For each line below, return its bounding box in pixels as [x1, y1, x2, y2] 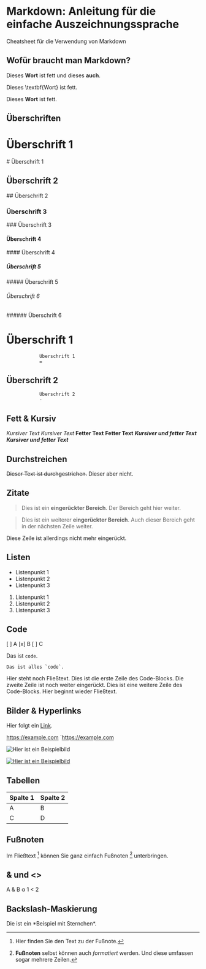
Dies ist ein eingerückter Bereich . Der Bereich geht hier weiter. [21, 504, 181, 511]
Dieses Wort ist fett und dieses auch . [6, 72, 101, 79]
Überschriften [6, 113, 61, 124]
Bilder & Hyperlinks [6, 705, 82, 716]
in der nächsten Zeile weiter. [21, 522, 93, 530]
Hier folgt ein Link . [6, 722, 53, 729]
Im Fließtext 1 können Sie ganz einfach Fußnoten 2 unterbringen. [6, 851, 169, 859]
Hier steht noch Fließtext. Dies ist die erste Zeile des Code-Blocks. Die [6, 675, 184, 682]
